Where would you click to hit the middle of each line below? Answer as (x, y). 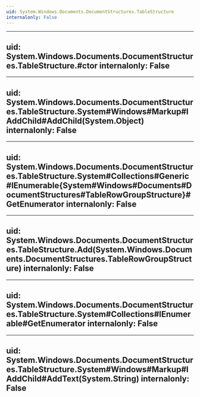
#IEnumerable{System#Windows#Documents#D (99, 185)
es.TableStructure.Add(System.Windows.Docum (99, 250)
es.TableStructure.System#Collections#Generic (98, 176)
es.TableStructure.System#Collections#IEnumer (99, 314)
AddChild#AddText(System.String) (73, 379)
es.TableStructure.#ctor (52, 65)
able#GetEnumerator (46, 324)
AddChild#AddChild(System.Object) (75, 121)
